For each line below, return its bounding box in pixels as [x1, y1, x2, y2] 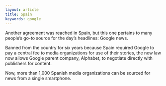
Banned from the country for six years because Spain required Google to [5, 45, 154, 51]
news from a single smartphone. [5, 75, 72, 82]
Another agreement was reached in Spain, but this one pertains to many [5, 30, 153, 36]
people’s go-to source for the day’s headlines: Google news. [5, 35, 128, 41]
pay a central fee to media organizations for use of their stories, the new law [5, 50, 162, 56]
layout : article [5, 7, 39, 12]
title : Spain [5, 12, 32, 17]
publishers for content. [5, 60, 52, 67]
